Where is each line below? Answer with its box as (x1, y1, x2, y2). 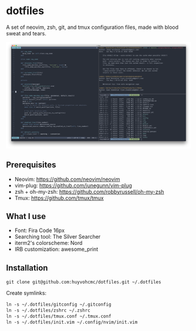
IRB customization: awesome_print (14, 246, 99, 253)
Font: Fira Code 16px (14, 227, 65, 234)
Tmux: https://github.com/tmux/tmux (14, 194, 104, 201)
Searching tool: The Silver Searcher (14, 233, 101, 240)
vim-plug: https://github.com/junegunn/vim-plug (14, 181, 132, 189)
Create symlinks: (6, 290, 47, 297)
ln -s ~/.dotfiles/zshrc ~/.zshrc (6, 307, 91, 313)
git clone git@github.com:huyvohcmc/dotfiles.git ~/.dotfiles (6, 279, 161, 285)
